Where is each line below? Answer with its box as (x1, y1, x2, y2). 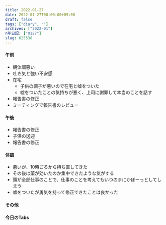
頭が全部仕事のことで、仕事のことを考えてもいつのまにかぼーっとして (12, 176, 157, 183)
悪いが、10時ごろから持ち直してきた (12, 164, 88, 170)
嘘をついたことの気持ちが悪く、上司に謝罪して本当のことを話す (20, 89, 152, 96)
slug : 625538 (5, 36, 33, 41)
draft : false (5, 17, 33, 22)
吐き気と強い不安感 (12, 70, 53, 76)
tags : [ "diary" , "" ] (5, 21, 49, 27)
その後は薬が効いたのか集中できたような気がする (12, 170, 114, 176)
